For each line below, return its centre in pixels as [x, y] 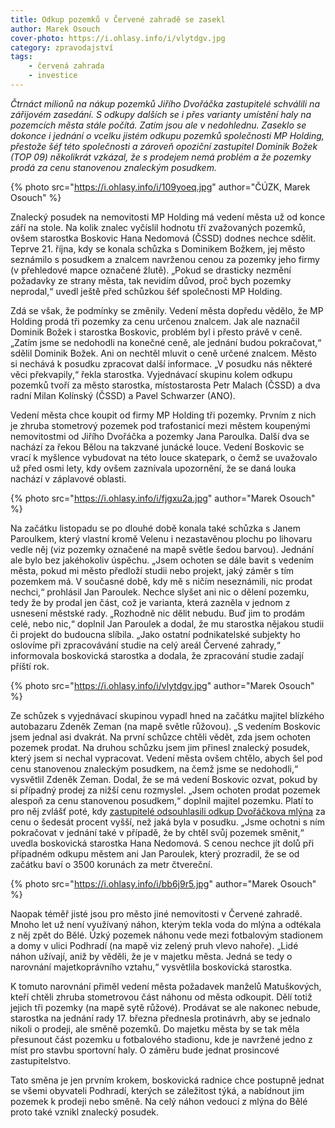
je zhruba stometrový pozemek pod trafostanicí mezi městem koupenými [160, 425]
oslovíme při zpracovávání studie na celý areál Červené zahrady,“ [145, 645]
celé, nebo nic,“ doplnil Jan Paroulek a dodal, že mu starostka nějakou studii [167, 623]
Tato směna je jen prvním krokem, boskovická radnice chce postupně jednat [167, 1080]
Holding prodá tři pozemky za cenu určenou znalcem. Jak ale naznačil [155, 321]
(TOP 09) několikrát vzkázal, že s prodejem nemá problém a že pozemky [161, 157]
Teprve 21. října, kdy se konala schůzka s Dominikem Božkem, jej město [158, 248]
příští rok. [30, 666]
